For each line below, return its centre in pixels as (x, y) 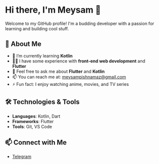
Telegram (22, 157)
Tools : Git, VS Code (32, 126)
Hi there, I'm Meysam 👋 (53, 10)
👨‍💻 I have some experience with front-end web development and (79, 61)
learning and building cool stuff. (37, 28)
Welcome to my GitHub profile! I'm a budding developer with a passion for (80, 23)
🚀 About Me (23, 44)
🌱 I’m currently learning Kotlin (42, 56)
